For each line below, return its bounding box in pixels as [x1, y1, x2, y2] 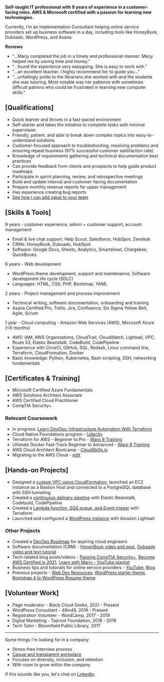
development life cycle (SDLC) [12, 276, 74, 281]
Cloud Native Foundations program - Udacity [12, 431, 102, 437]
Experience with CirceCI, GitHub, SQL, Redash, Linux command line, [12, 344, 150, 350]
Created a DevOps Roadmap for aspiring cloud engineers [12, 539, 128, 544]
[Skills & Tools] [5, 208, 51, 217]
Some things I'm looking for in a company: [5, 637, 90, 642]
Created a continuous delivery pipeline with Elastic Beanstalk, [12, 495, 136, 501]
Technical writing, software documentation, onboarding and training [12, 300, 149, 305]
